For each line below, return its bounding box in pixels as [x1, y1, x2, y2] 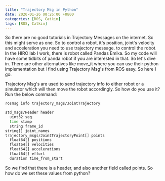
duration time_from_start [9, 156, 63, 161]
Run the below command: [5, 91, 57, 97]
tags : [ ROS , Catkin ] [5, 21, 48, 26]
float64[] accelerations [9, 147, 61, 152]
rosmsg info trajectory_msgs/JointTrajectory [5, 101, 100, 106]
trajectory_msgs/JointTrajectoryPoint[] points [5, 133, 105, 138]
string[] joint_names [5, 128, 50, 134]
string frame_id [9, 124, 43, 129]
